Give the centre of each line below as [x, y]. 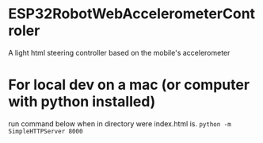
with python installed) [82, 102]
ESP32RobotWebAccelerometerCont [132, 14]
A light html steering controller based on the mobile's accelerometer [119, 52]
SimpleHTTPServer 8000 [46, 131]
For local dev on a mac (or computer [129, 85]
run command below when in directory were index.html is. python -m [120, 123]
